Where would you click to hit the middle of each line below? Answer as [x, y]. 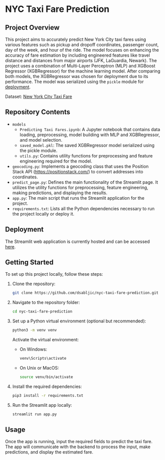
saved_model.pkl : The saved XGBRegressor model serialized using [87, 145]
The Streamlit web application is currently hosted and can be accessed [78, 241]
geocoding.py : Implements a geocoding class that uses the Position [81, 166]
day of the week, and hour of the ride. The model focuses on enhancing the [82, 50]
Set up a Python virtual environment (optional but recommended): [79, 321]
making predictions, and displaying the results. [60, 193]
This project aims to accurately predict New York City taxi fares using [76, 39]
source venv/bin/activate [46, 377]
